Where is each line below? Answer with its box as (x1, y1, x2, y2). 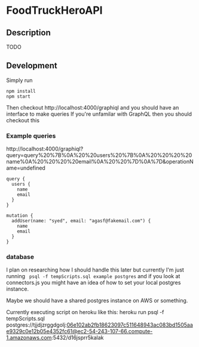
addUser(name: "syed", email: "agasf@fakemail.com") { (11, 218, 151, 224)
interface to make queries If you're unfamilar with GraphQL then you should (6, 110, 192, 117)
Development (6, 61, 58, 71)
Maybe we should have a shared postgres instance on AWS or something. (6, 297, 188, 304)
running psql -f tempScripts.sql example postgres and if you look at (6, 273, 180, 280)
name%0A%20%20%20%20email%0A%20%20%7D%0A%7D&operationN (6, 158, 194, 165)
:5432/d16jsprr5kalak (51, 334, 104, 342)
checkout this (6, 116, 40, 123)
